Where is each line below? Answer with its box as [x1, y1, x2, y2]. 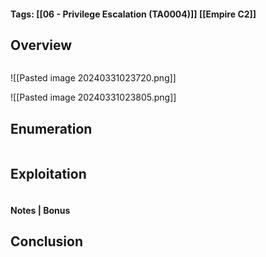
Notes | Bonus [10, 204, 71, 216]
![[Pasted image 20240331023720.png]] [10, 72, 177, 84]
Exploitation [10, 165, 87, 182]
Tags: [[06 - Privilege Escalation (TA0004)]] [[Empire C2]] [10, 8, 257, 20]
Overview [10, 36, 73, 54]
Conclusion [10, 233, 84, 250]
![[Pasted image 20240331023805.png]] [10, 91, 177, 104]
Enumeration [10, 120, 93, 137]
